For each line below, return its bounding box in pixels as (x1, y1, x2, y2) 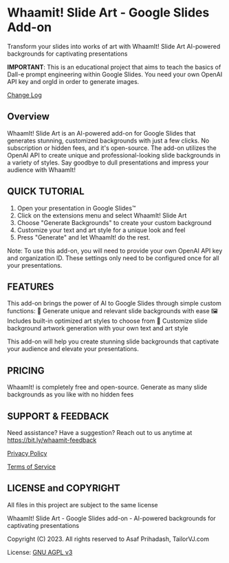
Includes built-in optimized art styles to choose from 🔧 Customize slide (7, 317, 208, 325)
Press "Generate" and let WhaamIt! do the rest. (17, 233, 151, 242)
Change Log (7, 91, 43, 99)
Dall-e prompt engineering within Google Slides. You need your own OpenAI (7, 70, 223, 78)
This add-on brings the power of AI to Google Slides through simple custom (7, 299, 221, 308)
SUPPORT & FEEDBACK (7, 410, 109, 422)
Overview (7, 111, 50, 123)
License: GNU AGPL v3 (7, 548, 73, 556)
